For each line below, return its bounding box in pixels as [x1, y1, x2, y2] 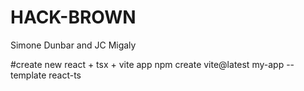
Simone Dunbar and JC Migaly [10, 39, 137, 51]
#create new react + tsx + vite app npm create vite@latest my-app [10, 58, 285, 70]
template [10, 69, 47, 81]
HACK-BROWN [10, 6, 137, 29]
